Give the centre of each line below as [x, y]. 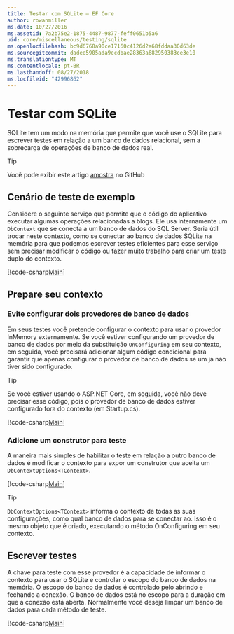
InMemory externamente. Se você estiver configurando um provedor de [111, 336]
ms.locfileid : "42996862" [45, 79]
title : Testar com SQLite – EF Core [61, 14]
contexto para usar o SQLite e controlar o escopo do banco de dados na [111, 579]
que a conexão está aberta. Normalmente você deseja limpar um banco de [115, 602]
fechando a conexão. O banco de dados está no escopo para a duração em [116, 594]
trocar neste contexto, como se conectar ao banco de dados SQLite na [110, 236]
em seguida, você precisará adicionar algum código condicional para [107, 352]
